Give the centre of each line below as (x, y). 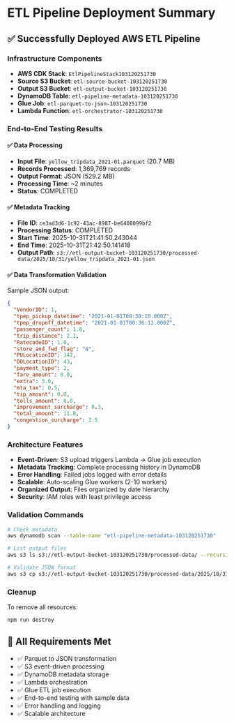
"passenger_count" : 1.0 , (49, 329)
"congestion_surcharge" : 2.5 (56, 420)
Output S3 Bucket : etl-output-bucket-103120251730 (92, 88)
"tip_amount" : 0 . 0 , (42, 394)
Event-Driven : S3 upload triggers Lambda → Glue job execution (109, 460)
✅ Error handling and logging (59, 706)
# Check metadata (32, 529)
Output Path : (36, 253)
